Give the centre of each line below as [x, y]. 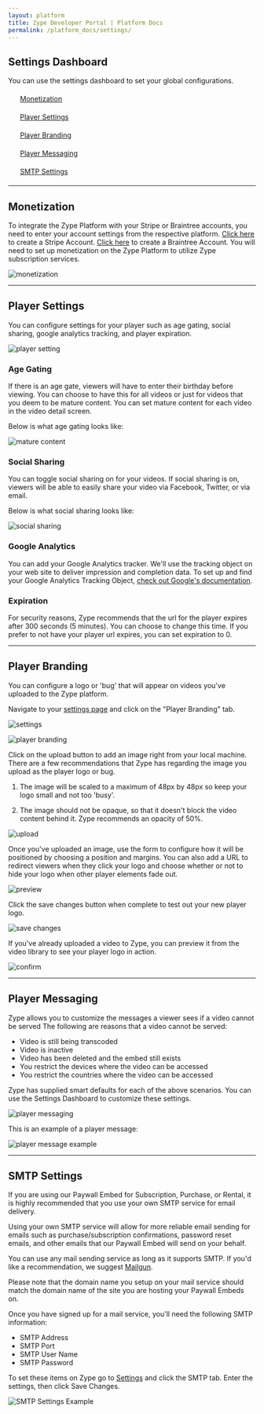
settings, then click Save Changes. [64, 1387]
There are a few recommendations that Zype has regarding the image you [128, 763]
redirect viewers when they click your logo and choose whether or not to [126, 866]
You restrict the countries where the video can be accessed [116, 1075]
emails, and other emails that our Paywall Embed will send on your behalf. [127, 1244]
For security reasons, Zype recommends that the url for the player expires [128, 618]
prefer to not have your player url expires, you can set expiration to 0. [120, 634]
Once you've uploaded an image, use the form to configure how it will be [126, 848]
